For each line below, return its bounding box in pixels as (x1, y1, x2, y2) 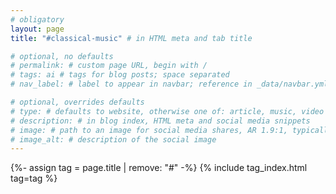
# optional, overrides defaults (10, 97, 145, 107)
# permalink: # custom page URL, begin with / (10, 61, 208, 71)
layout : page (10, 24, 65, 34)
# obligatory (10, 14, 65, 25)
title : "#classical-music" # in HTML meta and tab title (10, 33, 253, 43)
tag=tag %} (10, 172, 58, 185)
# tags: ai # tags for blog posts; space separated (10, 70, 230, 80)
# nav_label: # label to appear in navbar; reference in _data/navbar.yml (10, 79, 329, 90)
